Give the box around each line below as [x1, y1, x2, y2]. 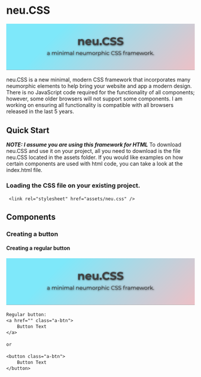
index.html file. [6, 167, 43, 174]
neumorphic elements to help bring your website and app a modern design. [6, 82, 193, 90]
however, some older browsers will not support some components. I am [6, 95, 182, 102]
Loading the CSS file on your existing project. [6, 182, 141, 190]
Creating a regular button [6, 244, 71, 252]
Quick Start [6, 125, 50, 135]
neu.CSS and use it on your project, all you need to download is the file [6, 148, 181, 155]
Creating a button [6, 229, 59, 238]
